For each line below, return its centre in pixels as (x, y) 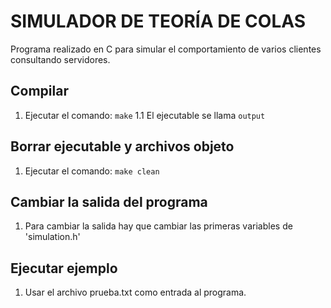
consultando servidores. (60, 59)
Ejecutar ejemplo (64, 268)
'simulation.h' (52, 237)
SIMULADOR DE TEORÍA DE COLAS (158, 21)
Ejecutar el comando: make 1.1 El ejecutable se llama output (145, 115)
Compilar (39, 91)
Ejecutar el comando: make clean (92, 171)
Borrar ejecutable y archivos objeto (122, 146)
